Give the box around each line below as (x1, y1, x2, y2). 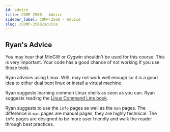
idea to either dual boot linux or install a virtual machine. (5, 80, 123, 86)
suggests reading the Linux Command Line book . (5, 95, 108, 102)
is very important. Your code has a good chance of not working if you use (5, 59, 160, 65)
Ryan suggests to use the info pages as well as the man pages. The (5, 105, 146, 111)
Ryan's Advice (5, 40, 52, 49)
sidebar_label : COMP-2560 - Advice (5, 17, 81, 22)
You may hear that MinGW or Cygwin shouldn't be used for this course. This (5, 54, 165, 60)
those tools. (5, 64, 30, 71)
